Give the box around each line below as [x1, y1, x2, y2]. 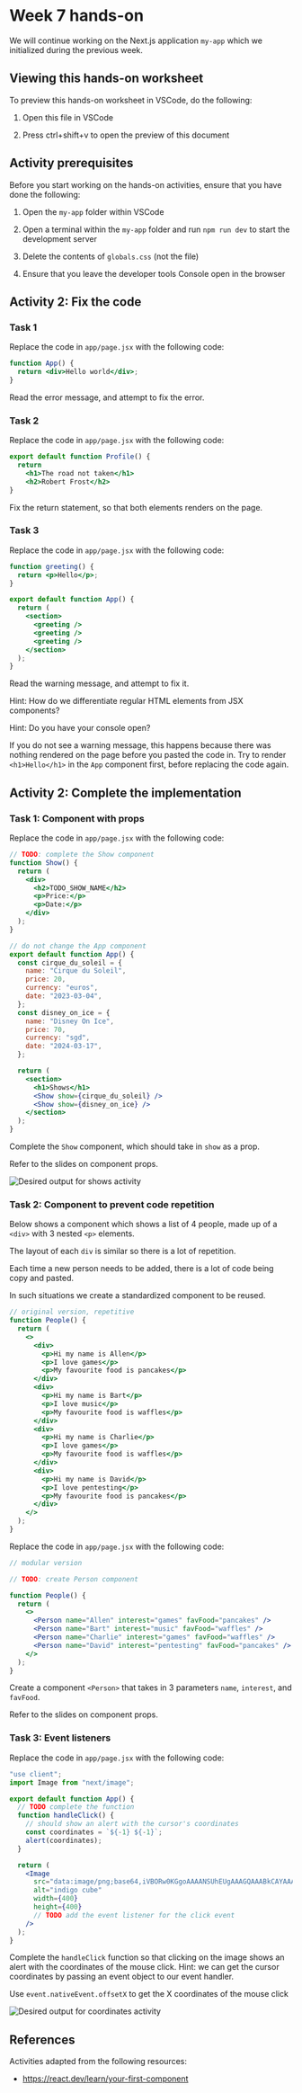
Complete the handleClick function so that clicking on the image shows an [9, 1952, 285, 1963]
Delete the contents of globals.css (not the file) [22, 251, 200, 262]
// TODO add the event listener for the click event [32, 1910, 235, 1919]
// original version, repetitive [9, 1307, 135, 1317]
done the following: [9, 189, 81, 200]
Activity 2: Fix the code [9, 294, 142, 309]
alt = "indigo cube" [32, 1885, 102, 1895]
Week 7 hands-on [9, 5, 144, 26]
